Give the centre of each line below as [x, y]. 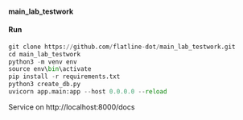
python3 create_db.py [45, 85]
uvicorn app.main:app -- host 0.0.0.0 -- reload [88, 92]
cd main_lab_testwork [45, 54]
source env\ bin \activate [50, 69]
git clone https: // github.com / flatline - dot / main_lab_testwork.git [122, 47]
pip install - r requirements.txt [64, 77]
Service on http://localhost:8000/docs [72, 107]
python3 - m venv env [43, 62]
